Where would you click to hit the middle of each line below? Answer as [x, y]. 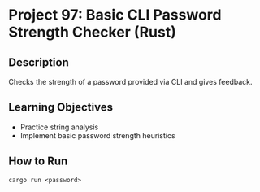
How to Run [38, 161]
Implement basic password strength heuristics [98, 135]
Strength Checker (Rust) [92, 32]
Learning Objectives [61, 107]
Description [39, 62]
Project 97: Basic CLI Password [115, 15]
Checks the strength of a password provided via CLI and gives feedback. [131, 82]
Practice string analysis [59, 127]
